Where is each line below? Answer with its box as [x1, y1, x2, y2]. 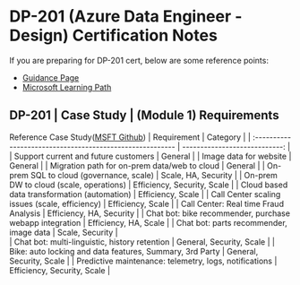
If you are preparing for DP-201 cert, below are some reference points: [9, 55, 269, 65]
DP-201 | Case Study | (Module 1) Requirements [9, 108, 279, 123]
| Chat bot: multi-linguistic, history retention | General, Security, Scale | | [9, 236, 276, 247]
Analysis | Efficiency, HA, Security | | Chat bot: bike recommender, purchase [9, 208, 291, 219]
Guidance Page [21, 72, 80, 82]
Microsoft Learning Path [21, 82, 112, 92]
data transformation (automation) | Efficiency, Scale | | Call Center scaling [9, 188, 281, 199]
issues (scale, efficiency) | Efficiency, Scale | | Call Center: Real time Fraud [9, 198, 285, 209]
